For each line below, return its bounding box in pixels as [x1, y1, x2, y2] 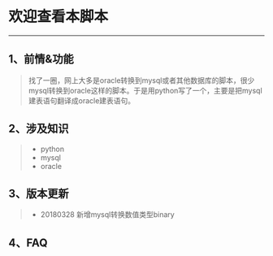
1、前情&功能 [8, 52, 75, 66]
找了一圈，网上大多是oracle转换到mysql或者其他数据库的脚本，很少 [28, 75, 255, 85]
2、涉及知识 [8, 122, 69, 136]
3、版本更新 [8, 186, 69, 200]
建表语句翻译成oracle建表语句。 [28, 95, 136, 106]
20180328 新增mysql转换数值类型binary [40, 210, 175, 219]
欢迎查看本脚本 [8, 7, 109, 26]
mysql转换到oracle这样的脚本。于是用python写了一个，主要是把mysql [28, 85, 262, 95]
